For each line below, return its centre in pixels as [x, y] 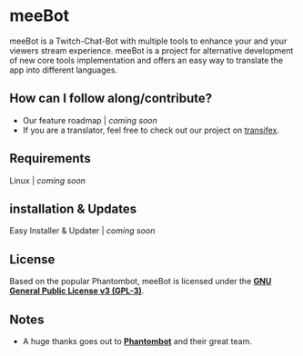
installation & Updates [73, 208]
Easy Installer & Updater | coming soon [82, 231]
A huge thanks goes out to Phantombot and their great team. [137, 341]
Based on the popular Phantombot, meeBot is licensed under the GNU [141, 282]
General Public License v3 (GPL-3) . [77, 291]
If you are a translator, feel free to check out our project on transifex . [151, 130]
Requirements [50, 158]
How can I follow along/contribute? [111, 99]
